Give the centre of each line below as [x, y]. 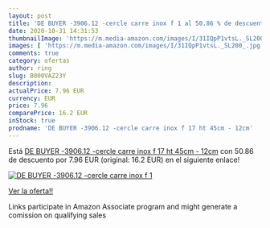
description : [30, 83]
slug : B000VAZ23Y [37, 76]
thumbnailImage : [35, 38]
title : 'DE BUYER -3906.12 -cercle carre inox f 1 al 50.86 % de [120, 23]
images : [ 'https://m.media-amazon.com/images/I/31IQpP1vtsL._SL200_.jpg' [136, 46]
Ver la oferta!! [31, 191]
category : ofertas [39, 61]
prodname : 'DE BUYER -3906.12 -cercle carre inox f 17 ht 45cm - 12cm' [131, 128]
